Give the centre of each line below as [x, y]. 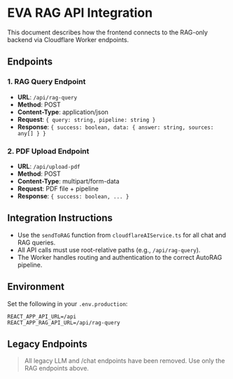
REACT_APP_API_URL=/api [42, 317]
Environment [36, 287]
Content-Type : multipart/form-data [69, 181]
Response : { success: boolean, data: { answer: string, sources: [115, 127]
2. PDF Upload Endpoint [48, 151]
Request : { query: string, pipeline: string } [86, 119]
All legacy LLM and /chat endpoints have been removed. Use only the [125, 361]
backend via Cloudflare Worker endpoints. [68, 39]
